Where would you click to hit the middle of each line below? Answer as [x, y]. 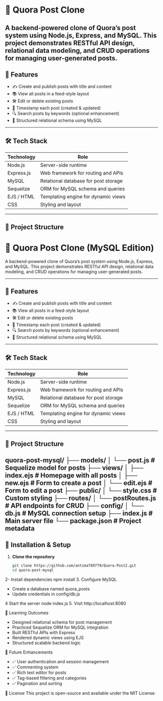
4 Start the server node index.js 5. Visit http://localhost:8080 [65, 603]
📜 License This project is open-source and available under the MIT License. [81, 693]
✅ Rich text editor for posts [39, 672]
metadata [20, 528]
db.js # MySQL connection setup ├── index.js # [79, 513]
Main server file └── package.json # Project [73, 521]
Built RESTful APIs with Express [43, 632]
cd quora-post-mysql [33, 570]
